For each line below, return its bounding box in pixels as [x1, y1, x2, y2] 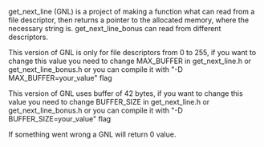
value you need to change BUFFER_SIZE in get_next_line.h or [8, 97, 210, 106]
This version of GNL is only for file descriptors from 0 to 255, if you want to [8, 48, 257, 57]
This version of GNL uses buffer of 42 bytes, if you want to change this [8, 89, 243, 98]
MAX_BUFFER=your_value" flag [8, 73, 112, 82]
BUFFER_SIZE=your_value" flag [8, 114, 112, 123]
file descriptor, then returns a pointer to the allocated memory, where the [8, 15, 250, 25]
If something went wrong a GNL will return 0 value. [8, 129, 177, 139]
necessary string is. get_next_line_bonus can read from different [8, 24, 221, 33]
